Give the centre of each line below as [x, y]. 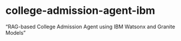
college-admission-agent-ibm [81, 11]
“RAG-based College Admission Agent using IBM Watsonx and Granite [90, 27]
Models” [16, 32]
